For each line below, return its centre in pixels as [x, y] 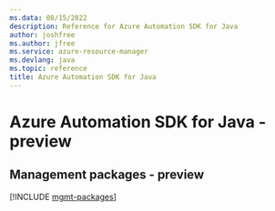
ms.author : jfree [42, 43]
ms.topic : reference [49, 69]
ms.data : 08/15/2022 [49, 18]
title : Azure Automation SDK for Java [83, 77]
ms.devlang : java [42, 60]
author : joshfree [42, 35]
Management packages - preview [107, 175]
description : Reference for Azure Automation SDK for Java [124, 26]
